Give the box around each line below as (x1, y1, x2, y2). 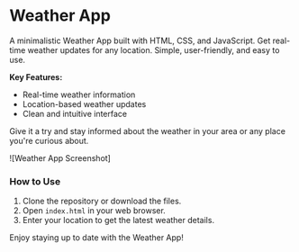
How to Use (9, 175, 61, 187)
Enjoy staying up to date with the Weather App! (9, 232, 185, 243)
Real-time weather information (22, 89, 136, 100)
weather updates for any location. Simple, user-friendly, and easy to (27, 44, 280, 55)
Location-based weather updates (22, 98, 147, 109)
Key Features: (9, 71, 63, 82)
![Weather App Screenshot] (9, 152, 111, 163)
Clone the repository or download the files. (22, 195, 182, 207)
